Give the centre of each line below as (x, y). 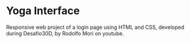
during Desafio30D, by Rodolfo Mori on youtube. (65, 33)
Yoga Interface (43, 11)
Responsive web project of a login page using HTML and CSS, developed (95, 27)
